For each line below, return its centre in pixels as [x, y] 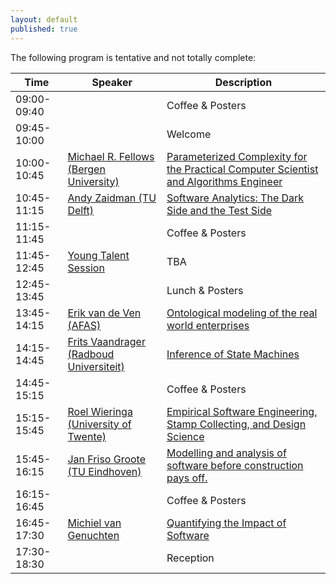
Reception [190, 558]
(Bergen [86, 169]
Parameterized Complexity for [237, 156]
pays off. [187, 478]
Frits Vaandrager [106, 341]
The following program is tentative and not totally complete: [133, 57]
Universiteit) [96, 366]
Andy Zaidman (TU [112, 198]
